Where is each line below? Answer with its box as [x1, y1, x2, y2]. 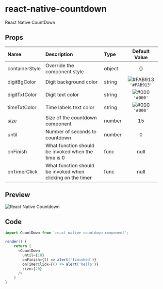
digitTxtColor [7, 91, 37, 98]
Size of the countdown [45, 114, 97, 121]
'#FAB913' [130, 82, 153, 88]
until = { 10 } [22, 253, 45, 257]
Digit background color [45, 79, 98, 85]
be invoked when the [45, 148, 93, 155]
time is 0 [45, 154, 65, 161]
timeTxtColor [7, 104, 37, 111]
